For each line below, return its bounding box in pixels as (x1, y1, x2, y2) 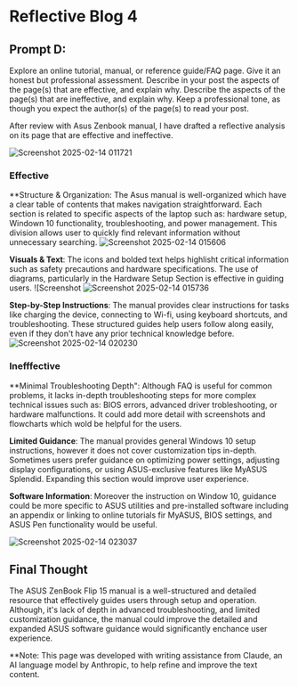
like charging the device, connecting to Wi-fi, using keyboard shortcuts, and (9, 309, 288, 320)
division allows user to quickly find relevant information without (9, 227, 241, 238)
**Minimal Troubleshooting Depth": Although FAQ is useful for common (9, 380, 273, 391)
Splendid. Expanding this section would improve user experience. (9, 473, 249, 484)
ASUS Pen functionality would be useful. (9, 519, 158, 529)
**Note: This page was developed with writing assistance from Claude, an (9, 650, 283, 661)
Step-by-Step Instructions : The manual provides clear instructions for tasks (9, 300, 290, 311)
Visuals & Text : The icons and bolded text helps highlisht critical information (9, 254, 289, 265)
